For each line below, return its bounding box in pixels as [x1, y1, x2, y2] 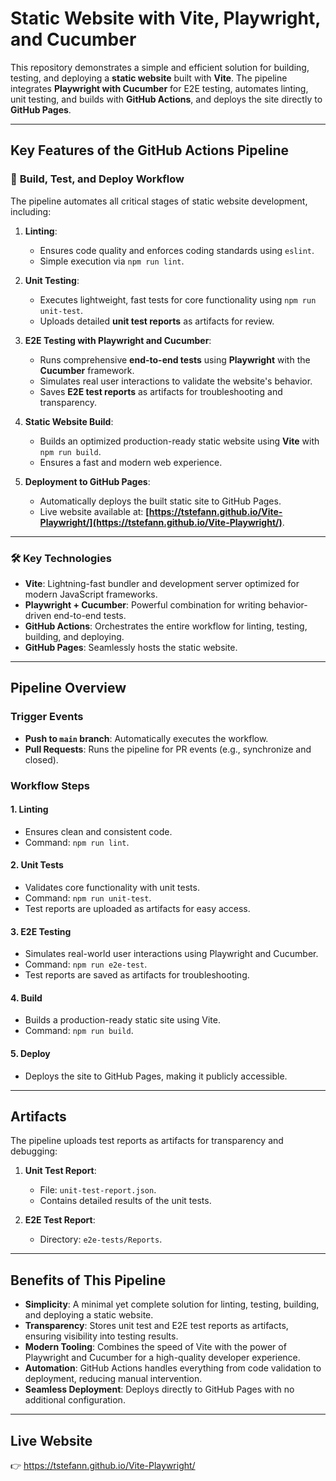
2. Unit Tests [10, 859, 64, 871]
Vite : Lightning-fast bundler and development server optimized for [24, 577, 300, 589]
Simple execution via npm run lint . [39, 255, 185, 267]
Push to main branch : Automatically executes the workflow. [24, 732, 269, 744]
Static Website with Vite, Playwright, [10, 7, 321, 30]
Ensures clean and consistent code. [24, 825, 173, 837]
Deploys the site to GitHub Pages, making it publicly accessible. [24, 1070, 288, 1082]
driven [24, 609, 52, 621]
